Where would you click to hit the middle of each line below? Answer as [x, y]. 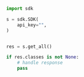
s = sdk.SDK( [22, 19]
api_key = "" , [32, 25]
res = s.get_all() [29, 47]
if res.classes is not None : [43, 57]
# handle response [40, 63]
